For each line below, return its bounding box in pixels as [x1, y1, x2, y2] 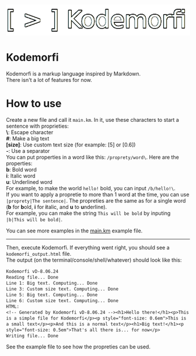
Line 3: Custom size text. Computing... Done [6, 286, 118, 292]
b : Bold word [6, 166, 37, 173]
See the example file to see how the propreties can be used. [6, 343, 150, 350]
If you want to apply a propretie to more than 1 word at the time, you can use [6, 191, 190, 198]
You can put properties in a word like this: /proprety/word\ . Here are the [6, 153, 179, 160]
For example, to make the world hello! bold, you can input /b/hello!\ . [6, 184, 176, 191]
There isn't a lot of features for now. [6, 76, 92, 83]
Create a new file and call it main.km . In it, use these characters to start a [6, 116, 179, 123]
